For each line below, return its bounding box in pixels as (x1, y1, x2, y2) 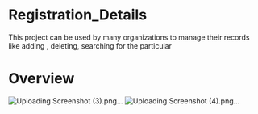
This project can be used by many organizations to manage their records (8, 32, 250, 42)
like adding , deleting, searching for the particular (8, 40, 172, 50)
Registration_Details (8, 6, 148, 24)
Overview (8, 70, 75, 88)
